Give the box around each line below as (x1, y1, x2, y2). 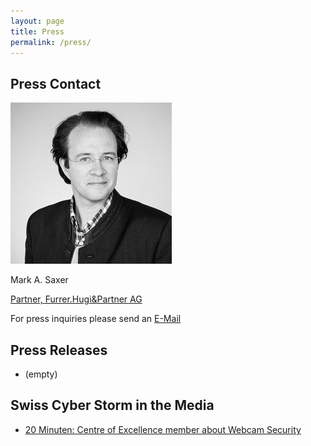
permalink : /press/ (10, 37, 92, 47)
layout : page (10, 16, 65, 26)
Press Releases (10, 341, 108, 359)
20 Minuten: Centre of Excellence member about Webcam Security (24, 423, 302, 435)
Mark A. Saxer (10, 274, 69, 286)
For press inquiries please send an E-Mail (10, 313, 182, 325)
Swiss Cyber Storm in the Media (10, 397, 215, 414)
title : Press (10, 26, 65, 37)
